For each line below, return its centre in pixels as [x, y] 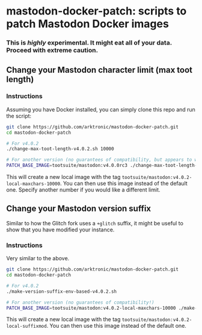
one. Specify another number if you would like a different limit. [83, 190]
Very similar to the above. [38, 258]
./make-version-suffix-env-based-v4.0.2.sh [62, 291]
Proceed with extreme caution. [52, 51]
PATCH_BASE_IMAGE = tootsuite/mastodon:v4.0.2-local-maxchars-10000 [91, 308]
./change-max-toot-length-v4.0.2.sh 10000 [60, 149]
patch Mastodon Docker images [88, 24]
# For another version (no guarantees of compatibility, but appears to [99, 160]
